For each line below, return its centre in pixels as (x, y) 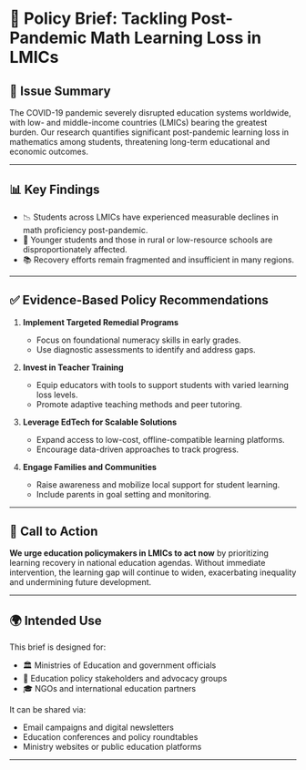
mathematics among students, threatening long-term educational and (140, 142)
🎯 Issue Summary (60, 91)
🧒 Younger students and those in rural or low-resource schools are (148, 240)
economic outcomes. (49, 151)
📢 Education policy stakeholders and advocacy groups (125, 679)
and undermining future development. (81, 582)
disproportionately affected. (75, 249)
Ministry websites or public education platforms (112, 747)
